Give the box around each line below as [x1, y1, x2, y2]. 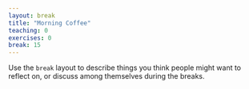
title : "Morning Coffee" [8, 19, 91, 27]
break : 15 [8, 41, 42, 49]
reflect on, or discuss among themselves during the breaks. [8, 72, 206, 81]
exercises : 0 [8, 33, 52, 42]
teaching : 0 [8, 26, 48, 34]
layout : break [8, 11, 56, 20]
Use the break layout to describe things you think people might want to [8, 63, 242, 72]
